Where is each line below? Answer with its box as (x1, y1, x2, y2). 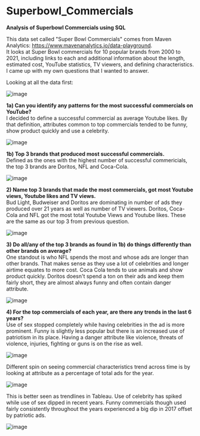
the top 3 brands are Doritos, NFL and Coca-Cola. (6, 163, 129, 170)
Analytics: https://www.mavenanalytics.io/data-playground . (6, 42, 153, 49)
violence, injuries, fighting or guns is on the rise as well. (6, 340, 143, 347)
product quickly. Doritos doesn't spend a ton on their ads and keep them (6, 273, 184, 280)
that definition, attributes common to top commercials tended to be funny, (6, 120, 188, 128)
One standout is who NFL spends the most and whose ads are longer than (6, 253, 189, 261)
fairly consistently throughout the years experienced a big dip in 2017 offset (6, 405, 192, 412)
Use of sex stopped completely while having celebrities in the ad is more (6, 321, 185, 328)
